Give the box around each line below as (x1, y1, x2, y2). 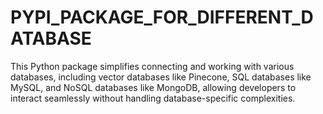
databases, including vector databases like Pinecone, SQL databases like (10, 71, 312, 83)
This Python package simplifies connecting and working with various (10, 60, 295, 72)
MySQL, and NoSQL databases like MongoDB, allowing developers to (10, 81, 297, 93)
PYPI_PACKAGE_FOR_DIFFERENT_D (10, 6, 314, 29)
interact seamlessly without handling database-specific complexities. (10, 92, 296, 104)
